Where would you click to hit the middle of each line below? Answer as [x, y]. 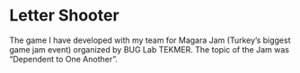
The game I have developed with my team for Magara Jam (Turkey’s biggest [150, 40]
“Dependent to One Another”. [64, 59]
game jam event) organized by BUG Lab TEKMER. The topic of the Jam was [150, 49]
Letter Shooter [64, 16]
